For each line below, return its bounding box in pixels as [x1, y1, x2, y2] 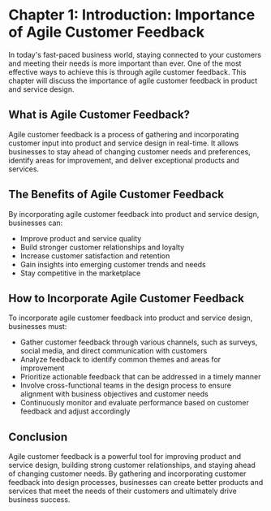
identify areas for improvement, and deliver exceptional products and [8, 155, 239, 165]
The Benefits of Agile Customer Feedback [8, 188, 225, 201]
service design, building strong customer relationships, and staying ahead [8, 461, 256, 470]
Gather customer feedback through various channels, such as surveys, [19, 337, 258, 347]
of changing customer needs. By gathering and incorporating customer [8, 469, 247, 479]
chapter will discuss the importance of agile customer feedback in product [8, 76, 258, 85]
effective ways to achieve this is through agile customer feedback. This [8, 67, 247, 76]
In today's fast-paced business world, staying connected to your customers [8, 50, 262, 59]
